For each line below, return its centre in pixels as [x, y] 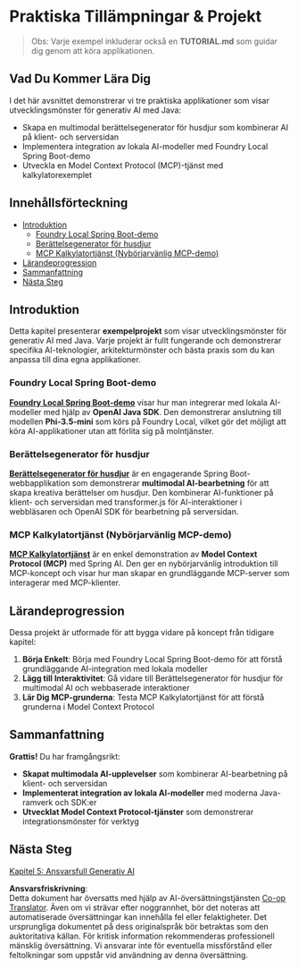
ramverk [37, 802]
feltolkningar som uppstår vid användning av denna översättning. [128, 955]
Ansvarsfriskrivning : [49, 888]
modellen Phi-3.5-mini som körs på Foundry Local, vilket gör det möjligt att [148, 421]
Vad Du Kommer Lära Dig [80, 79]
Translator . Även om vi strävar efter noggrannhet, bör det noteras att [135, 907]
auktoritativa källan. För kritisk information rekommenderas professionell [142, 936]
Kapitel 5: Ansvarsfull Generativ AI [72, 871]
